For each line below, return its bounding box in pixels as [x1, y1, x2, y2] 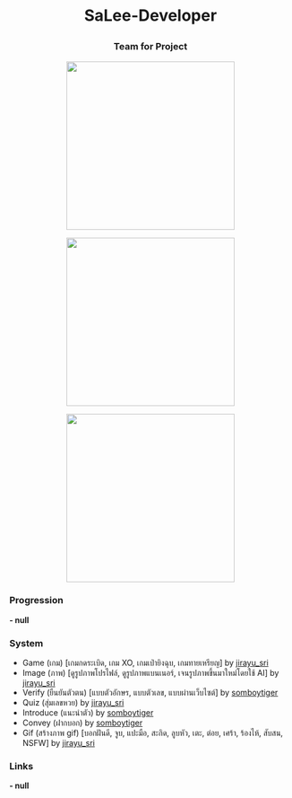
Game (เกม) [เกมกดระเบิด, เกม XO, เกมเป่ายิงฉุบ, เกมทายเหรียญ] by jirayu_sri [21, 657, 269, 669]
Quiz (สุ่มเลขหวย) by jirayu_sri [21, 697, 125, 708]
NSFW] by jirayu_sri [21, 738, 96, 749]
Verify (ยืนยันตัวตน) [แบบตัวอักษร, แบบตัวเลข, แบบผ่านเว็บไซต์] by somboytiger [21, 688, 279, 698]
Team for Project [113, 40, 188, 53]
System [9, 636, 44, 649]
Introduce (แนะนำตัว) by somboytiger [21, 707, 154, 718]
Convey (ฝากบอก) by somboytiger [21, 717, 143, 728]
